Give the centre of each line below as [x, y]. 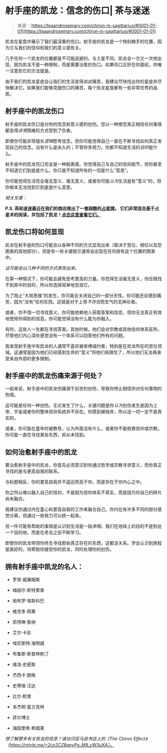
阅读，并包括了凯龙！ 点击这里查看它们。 [59, 214]
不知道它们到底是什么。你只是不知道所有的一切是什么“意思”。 [68, 170]
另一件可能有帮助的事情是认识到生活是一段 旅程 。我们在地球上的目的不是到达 [83, 526]
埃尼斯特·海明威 [28, 643]
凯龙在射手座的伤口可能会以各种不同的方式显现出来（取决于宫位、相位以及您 [83, 245]
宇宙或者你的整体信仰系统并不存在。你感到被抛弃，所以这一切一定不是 [85, 412]
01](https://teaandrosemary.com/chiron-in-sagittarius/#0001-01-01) [86, 31]
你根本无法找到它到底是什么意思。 [40, 187]
